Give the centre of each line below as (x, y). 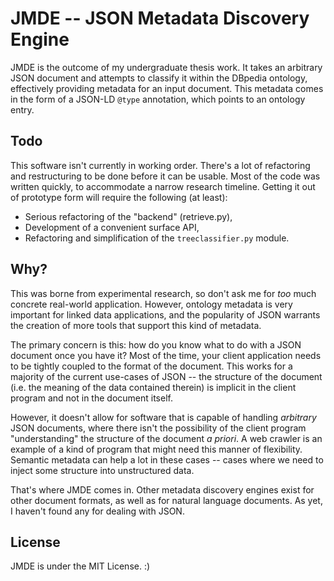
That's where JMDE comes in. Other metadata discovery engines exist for (162, 489)
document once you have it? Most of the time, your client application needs (166, 355)
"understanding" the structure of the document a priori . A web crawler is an (166, 438)
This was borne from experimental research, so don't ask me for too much (163, 293)
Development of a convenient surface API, (112, 227)
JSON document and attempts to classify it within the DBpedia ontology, (159, 78)
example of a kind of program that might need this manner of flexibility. (156, 449)
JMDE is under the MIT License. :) (80, 566)
